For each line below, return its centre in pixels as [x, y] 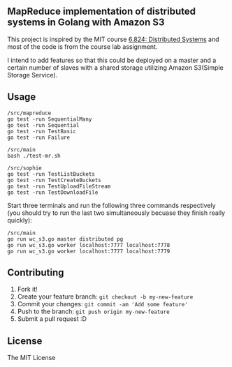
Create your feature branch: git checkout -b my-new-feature [105, 297]
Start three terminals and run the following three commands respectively [111, 205]
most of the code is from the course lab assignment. [82, 46]
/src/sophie [24, 168]
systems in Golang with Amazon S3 [86, 23]
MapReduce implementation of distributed [101, 12]
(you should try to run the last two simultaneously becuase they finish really [116, 213]
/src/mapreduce [29, 113]
